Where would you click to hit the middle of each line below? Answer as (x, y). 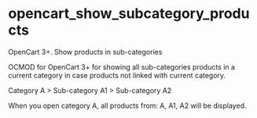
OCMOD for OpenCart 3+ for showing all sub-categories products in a (122, 66)
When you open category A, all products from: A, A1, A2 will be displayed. (127, 105)
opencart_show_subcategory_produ (129, 14)
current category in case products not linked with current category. (117, 75)
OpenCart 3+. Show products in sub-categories (85, 52)
